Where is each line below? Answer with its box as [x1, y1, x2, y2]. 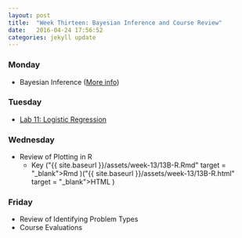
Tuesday [8, 97, 42, 108]
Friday [8, 197, 33, 208]
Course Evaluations [19, 223, 83, 233]
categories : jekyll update [8, 33, 96, 42]
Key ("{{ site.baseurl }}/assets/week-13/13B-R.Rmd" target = [31, 160, 226, 170]
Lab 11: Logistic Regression [19, 115, 107, 124]
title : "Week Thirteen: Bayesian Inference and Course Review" [8, 19, 222, 27]
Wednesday [8, 134, 55, 145]
